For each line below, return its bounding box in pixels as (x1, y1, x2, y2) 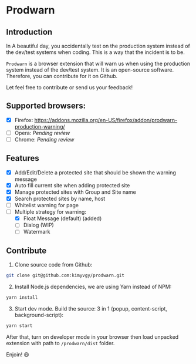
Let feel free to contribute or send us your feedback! (6, 84, 133, 91)
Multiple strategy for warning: (14, 208, 87, 215)
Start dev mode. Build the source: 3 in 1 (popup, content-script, (14, 305, 167, 312)
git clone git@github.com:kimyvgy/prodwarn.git (6, 272, 125, 279)
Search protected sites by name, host (14, 195, 106, 202)
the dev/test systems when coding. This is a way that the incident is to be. (6, 49, 185, 56)
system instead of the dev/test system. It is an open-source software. (6, 66, 174, 73)
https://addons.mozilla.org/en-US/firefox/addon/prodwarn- (34, 116, 178, 123)
